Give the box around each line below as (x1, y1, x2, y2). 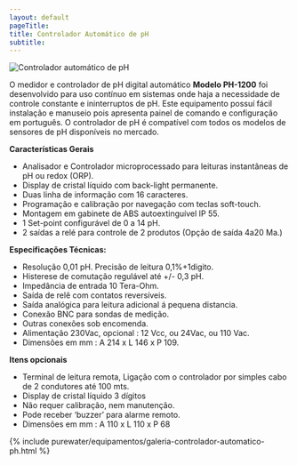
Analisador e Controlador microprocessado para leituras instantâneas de (21, 161, 289, 172)
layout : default (9, 12, 69, 22)
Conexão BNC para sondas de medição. (21, 309, 170, 320)
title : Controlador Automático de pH (9, 29, 149, 38)
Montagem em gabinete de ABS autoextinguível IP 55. (21, 208, 220, 219)
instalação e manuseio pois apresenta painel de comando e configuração (9, 108, 278, 118)
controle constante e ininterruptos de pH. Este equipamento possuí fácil (9, 99, 273, 109)
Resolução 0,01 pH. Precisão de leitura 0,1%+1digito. (21, 261, 214, 272)
